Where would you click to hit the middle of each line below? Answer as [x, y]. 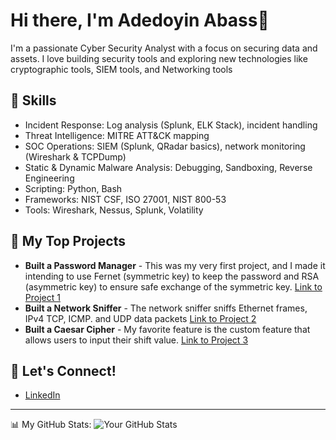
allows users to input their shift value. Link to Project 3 [136, 340]
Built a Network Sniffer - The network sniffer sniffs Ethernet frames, [166, 308]
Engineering [49, 178]
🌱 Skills [33, 100]
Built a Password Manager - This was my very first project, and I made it [175, 265]
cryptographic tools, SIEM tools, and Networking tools [121, 69]
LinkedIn [42, 395]
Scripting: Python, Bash [73, 188]
